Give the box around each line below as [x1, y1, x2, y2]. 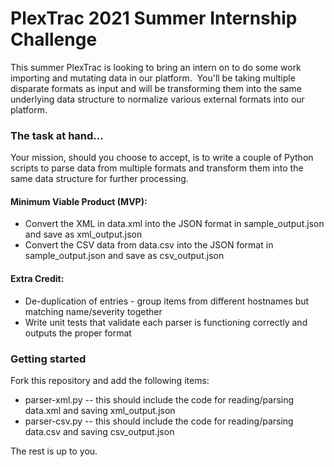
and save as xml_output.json [24, 228, 143, 241]
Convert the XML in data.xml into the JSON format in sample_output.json [24, 218, 325, 230]
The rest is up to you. [10, 445, 98, 457]
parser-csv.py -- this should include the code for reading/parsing [24, 415, 294, 427]
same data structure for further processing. [10, 173, 189, 185]
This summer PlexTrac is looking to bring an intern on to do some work [10, 61, 302, 73]
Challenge [10, 28, 98, 51]
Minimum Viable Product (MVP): [10, 195, 148, 207]
